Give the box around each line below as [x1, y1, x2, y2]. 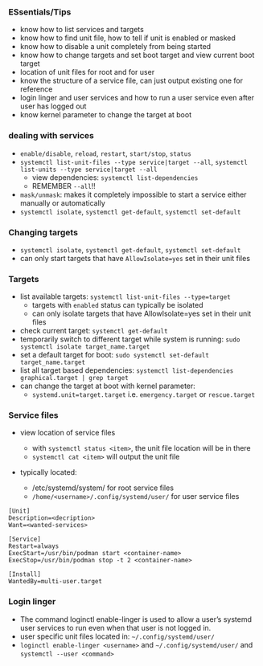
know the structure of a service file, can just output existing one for [19, 76, 244, 86]
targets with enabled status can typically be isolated [31, 300, 203, 310]
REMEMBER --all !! [31, 181, 97, 190]
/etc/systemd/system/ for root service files [31, 483, 175, 492]
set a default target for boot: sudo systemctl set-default [19, 350, 209, 360]
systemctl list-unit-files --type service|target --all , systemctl [19, 157, 248, 166]
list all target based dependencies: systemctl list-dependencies [19, 366, 234, 375]
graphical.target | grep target [19, 374, 129, 382]
